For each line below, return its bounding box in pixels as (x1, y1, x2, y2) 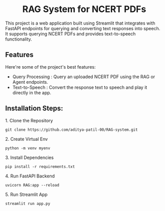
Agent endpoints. (12, 79, 49, 85)
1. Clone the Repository (5, 117, 53, 123)
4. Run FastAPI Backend (5, 173, 55, 179)
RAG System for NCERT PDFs (22, 4, 146, 15)
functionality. (5, 36, 33, 42)
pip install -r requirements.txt (5, 164, 75, 169)
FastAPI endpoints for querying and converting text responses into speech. (5, 25, 160, 31)
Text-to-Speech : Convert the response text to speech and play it (12, 84, 147, 90)
